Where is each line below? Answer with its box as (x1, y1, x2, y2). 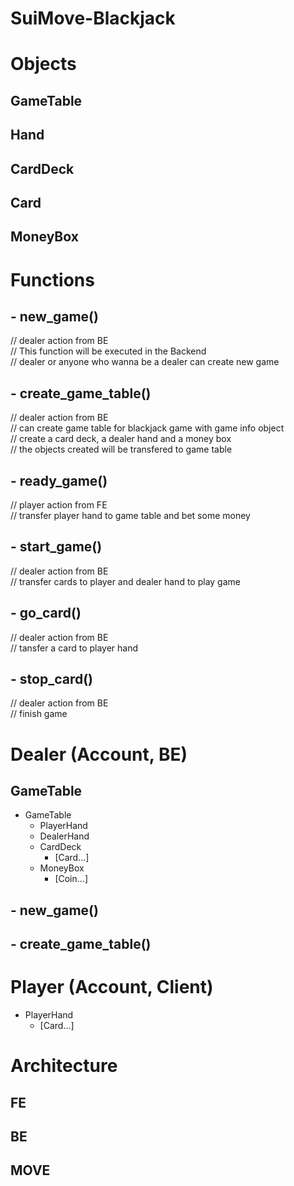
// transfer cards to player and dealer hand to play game (10, 575, 241, 587)
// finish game (10, 708, 68, 720)
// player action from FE (10, 498, 108, 511)
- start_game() (10, 538, 103, 556)
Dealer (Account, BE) (10, 743, 188, 766)
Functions (10, 268, 95, 291)
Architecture (10, 1055, 118, 1077)
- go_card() (10, 605, 82, 622)
